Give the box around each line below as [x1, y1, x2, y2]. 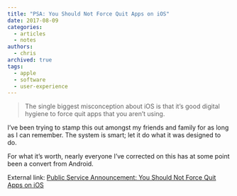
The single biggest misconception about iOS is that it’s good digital [24, 102, 220, 110]
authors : [7, 43, 33, 50]
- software [13, 76, 46, 83]
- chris [13, 50, 37, 57]
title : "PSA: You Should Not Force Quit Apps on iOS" [7, 10, 170, 18]
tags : [7, 63, 23, 70]
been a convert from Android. [7, 160, 94, 168]
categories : [7, 23, 43, 30]
